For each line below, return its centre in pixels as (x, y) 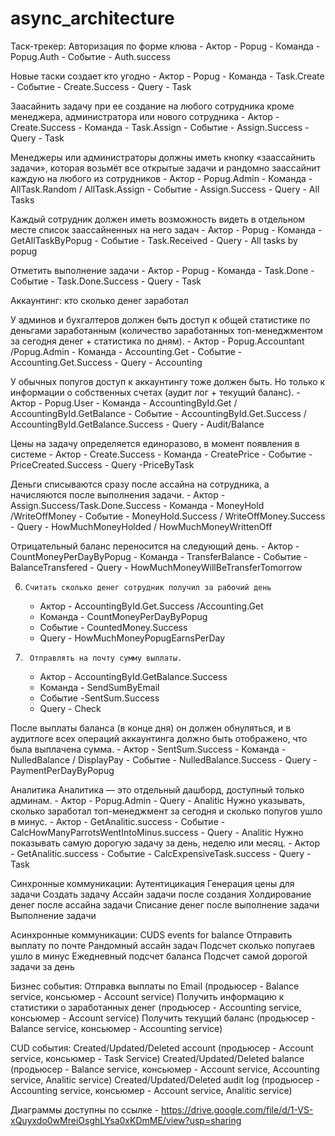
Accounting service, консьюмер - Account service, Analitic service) (151, 1090)
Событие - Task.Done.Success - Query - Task (106, 281)
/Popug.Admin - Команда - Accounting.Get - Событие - (126, 351)
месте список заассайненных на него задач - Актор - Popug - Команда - (166, 229)
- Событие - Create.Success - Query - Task (101, 86)
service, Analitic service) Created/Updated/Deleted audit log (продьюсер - (165, 1079)
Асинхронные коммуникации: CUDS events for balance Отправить (151, 934)
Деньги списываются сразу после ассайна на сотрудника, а (140, 484)
